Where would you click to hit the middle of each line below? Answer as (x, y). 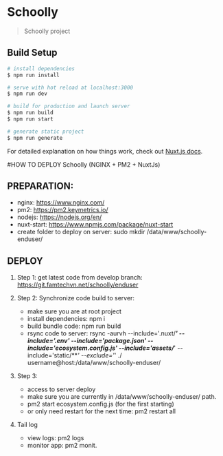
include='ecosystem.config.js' (72, 348)
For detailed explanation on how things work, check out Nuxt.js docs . (105, 151)
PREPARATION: (40, 186)
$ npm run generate (35, 138)
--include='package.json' (109, 341)
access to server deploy (61, 389)
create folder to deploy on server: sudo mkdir (81, 232)
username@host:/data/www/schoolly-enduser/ (94, 363)
